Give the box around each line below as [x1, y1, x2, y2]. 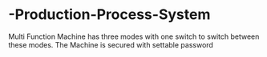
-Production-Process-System [8, 6, 211, 24]
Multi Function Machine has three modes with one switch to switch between [8, 32, 260, 41]
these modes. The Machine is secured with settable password [8, 40, 214, 49]
